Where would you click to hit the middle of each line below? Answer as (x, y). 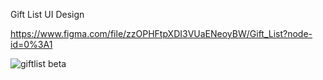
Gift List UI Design (47, 14)
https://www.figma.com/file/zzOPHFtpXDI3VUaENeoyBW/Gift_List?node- (161, 33)
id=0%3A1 (31, 44)
